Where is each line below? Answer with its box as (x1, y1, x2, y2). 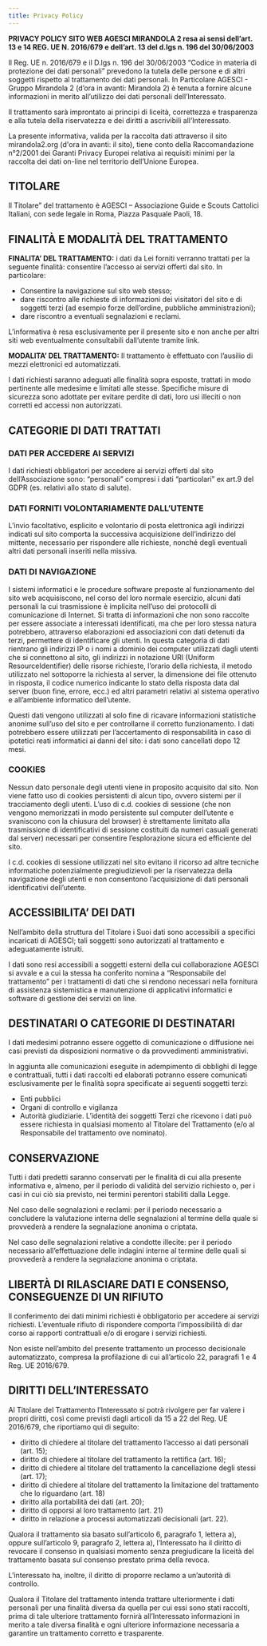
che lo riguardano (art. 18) (19, 1488, 105, 1498)
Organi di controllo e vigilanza (19, 1103, 118, 1112)
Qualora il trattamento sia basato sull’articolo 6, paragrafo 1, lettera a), (8, 1529, 237, 1539)
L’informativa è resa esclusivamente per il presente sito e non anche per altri (8, 327, 260, 336)
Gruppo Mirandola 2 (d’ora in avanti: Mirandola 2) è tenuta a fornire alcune (8, 83, 253, 93)
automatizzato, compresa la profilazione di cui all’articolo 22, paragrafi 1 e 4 (8, 1352, 257, 1362)
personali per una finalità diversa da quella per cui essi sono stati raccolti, (8, 1603, 250, 1612)
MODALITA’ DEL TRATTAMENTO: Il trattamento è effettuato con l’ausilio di (8, 351, 253, 360)
